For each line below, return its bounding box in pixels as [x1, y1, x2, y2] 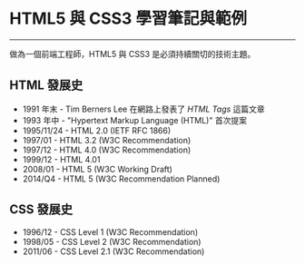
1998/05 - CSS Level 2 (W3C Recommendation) [22, 236, 202, 247]
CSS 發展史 [9, 201, 74, 218]
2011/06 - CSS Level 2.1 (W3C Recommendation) [22, 246, 205, 257]
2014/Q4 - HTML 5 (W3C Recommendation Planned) [22, 173, 221, 184]
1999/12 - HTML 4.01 [22, 153, 101, 164]
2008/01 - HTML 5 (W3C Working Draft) [22, 163, 172, 174]
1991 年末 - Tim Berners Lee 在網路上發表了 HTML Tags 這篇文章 [22, 103, 265, 114]
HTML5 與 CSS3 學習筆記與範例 [9, 8, 248, 29]
